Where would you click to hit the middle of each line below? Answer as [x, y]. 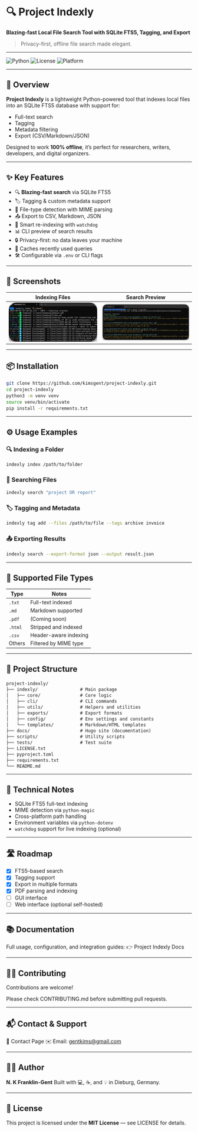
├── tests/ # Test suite [59, 742]
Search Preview [146, 297]
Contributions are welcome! [40, 987]
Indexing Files [53, 297]
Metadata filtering [36, 129]
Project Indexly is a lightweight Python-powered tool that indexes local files [98, 99]
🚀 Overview [28, 85]
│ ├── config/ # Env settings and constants [80, 719]
